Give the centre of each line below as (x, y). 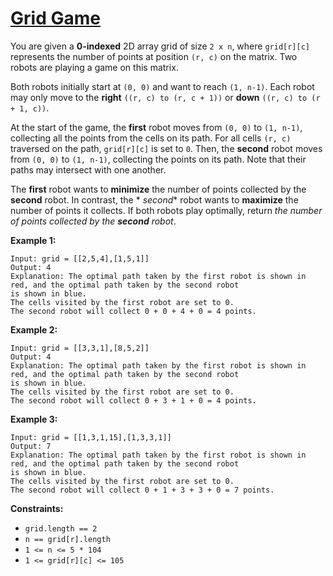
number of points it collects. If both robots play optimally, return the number (166, 210)
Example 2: (34, 329)
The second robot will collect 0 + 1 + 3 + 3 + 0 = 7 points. (142, 490)
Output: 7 (31, 446)
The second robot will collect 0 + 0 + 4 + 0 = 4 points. (133, 311)
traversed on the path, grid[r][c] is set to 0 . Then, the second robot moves (166, 148)
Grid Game (55, 18)
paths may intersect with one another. (88, 169)
